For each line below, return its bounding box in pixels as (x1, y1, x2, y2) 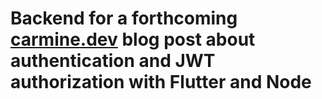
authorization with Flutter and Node (10, 71, 312, 94)
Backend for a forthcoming (10, 7, 238, 30)
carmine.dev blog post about (10, 28, 256, 51)
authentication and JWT (10, 50, 216, 72)
